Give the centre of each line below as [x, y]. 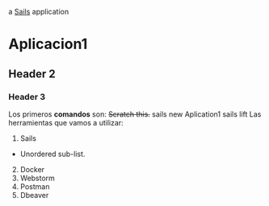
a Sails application [39, 12]
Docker [32, 169]
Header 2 [32, 74]
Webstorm [37, 178]
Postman [35, 186]
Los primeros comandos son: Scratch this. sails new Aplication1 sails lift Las [135, 114]
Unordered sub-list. [53, 154]
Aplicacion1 [48, 44]
